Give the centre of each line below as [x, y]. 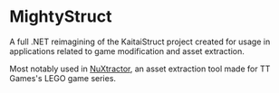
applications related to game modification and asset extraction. [127, 51]
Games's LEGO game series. [63, 78]
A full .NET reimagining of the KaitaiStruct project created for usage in [140, 42]
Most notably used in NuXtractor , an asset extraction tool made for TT [140, 69]
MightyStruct [61, 17]
